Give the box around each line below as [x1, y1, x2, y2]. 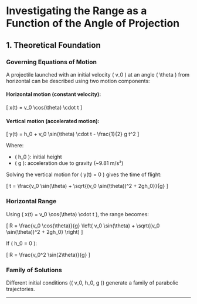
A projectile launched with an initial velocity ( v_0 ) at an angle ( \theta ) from [6, 71, 190, 78]
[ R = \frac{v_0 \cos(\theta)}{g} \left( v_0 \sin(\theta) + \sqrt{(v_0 [6, 222, 160, 229]
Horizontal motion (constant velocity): [6, 91, 101, 98]
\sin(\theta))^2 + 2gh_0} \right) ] [6, 228, 83, 235]
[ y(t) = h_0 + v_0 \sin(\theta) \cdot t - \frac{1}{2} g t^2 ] [6, 131, 140, 138]
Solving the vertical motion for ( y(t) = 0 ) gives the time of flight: [6, 171, 162, 178]
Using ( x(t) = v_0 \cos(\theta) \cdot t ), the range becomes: [6, 210, 150, 217]
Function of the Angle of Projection [6, 16, 180, 30]
